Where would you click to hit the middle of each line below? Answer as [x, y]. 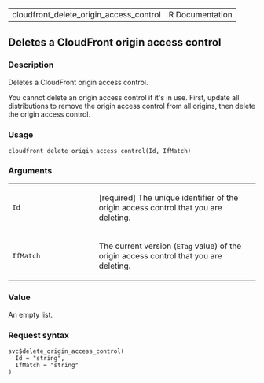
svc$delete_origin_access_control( [66, 351]
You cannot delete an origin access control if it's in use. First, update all [124, 97]
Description [31, 65]
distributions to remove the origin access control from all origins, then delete [132, 106]
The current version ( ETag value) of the [170, 246]
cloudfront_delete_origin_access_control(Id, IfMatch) [100, 151]
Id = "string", [40, 358]
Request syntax [38, 335]
